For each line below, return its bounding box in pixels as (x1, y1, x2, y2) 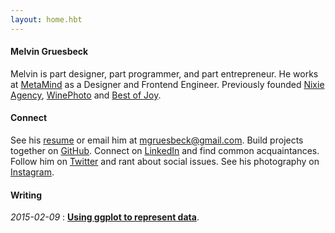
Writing (10, 189, 43, 201)
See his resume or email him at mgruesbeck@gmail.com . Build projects (10, 134, 304, 146)
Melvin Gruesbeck (10, 46, 89, 58)
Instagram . (10, 166, 55, 178)
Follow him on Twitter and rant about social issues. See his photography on (10, 156, 320, 168)
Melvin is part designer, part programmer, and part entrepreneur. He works (10, 67, 319, 80)
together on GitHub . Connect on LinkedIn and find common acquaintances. (10, 145, 320, 157)
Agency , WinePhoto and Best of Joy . (10, 89, 162, 101)
